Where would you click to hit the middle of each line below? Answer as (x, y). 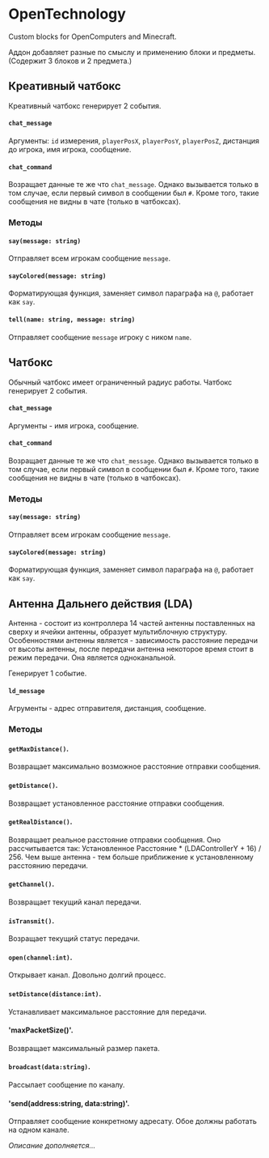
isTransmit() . (32, 921)
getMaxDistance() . (39, 748)
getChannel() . (32, 884)
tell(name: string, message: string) (72, 320)
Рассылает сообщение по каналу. (67, 1085)
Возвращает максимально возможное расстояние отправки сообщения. (134, 767)
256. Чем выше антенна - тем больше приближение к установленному (131, 857)
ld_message (27, 691)
